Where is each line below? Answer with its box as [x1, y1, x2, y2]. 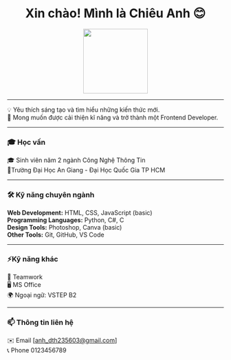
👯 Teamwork [7, 272, 43, 281]
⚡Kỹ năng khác [7, 254, 58, 264]
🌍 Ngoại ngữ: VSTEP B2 [7, 290, 77, 299]
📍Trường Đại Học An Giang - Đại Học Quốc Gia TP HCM [7, 166, 166, 174]
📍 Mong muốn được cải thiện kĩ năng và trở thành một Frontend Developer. [7, 113, 219, 121]
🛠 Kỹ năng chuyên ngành [7, 190, 95, 200]
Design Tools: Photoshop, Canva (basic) [7, 223, 122, 231]
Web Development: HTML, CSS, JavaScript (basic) [7, 208, 153, 217]
